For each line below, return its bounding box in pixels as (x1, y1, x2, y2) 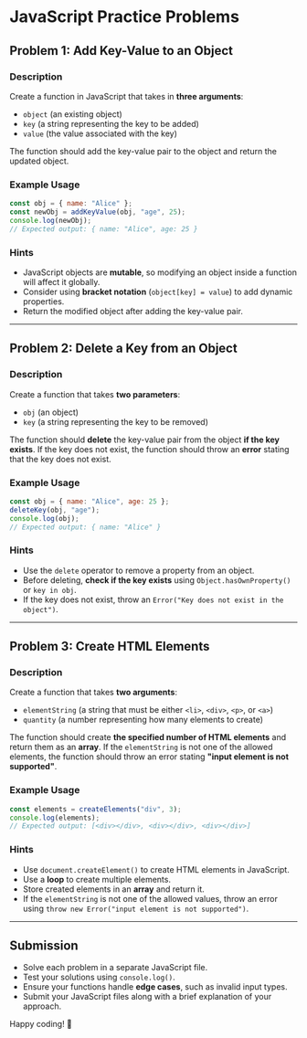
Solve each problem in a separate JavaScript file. (22, 962, 208, 973)
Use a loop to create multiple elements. (22, 874, 172, 884)
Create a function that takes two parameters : (9, 388, 181, 399)
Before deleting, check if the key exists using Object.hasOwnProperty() (22, 574, 291, 586)
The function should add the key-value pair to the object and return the (9, 145, 277, 156)
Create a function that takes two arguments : (9, 687, 178, 698)
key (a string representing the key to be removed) (22, 416, 208, 427)
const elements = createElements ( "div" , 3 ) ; (9, 804, 182, 814)
